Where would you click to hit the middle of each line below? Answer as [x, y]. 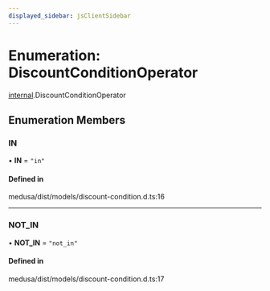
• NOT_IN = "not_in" [43, 243]
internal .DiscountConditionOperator [67, 95]
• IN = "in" [27, 161]
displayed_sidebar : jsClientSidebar [70, 16]
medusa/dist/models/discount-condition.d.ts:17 [86, 279]
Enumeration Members [67, 120]
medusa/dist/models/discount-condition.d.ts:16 [86, 197]
